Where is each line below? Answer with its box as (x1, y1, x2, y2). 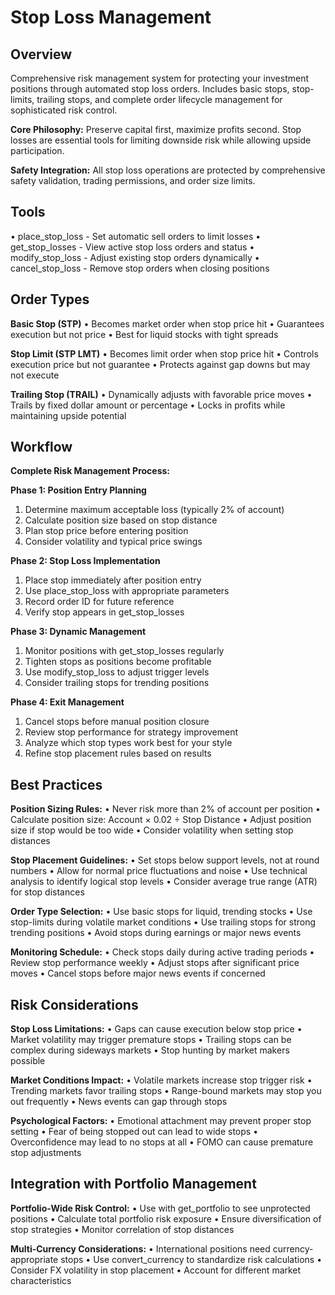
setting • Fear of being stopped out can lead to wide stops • (10, 1126, 259, 1138)
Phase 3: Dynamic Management (10, 626, 147, 638)
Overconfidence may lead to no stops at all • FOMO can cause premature (10, 1136, 314, 1148)
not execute (10, 369, 60, 381)
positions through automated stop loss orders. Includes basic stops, (10, 83, 290, 95)
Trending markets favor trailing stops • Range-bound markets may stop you (10, 1085, 322, 1097)
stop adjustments (10, 1147, 82, 1159)
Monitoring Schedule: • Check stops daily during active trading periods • (10, 946, 315, 958)
